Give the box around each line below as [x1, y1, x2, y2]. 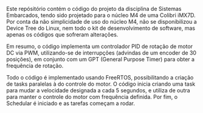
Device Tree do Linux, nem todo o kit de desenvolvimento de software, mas [6, 24, 196, 32]
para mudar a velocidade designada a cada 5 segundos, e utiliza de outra [6, 87, 190, 94]
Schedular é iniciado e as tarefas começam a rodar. [6, 100, 136, 107]
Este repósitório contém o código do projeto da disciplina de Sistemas [6, 5, 182, 12]
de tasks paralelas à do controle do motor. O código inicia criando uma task [6, 80, 196, 87]
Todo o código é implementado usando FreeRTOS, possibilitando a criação [6, 74, 194, 81]
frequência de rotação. [6, 62, 64, 69]
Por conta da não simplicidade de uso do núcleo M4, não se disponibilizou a [6, 18, 198, 25]
